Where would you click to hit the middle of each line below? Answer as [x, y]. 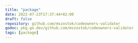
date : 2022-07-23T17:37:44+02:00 [40, 14]
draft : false [19, 19]
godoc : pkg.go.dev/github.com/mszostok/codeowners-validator [69, 28]
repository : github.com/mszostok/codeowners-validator [63, 23]
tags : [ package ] [22, 33]
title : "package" [23, 10]
